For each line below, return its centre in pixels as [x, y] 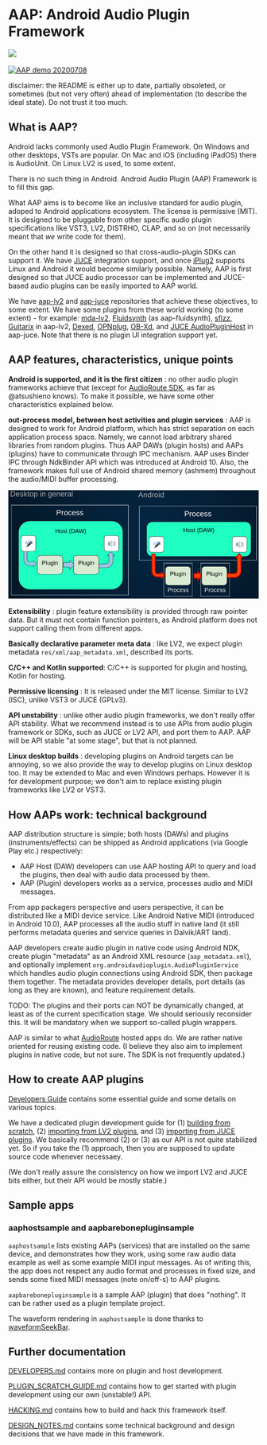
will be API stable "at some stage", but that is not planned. [103, 740]
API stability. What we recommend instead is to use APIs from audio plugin [130, 724]
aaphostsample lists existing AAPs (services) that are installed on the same [129, 1245]
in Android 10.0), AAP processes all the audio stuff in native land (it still [124, 924]
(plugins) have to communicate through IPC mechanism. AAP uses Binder [129, 453]
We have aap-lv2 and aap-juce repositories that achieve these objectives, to [133, 301]
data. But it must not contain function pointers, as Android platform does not [133, 620]
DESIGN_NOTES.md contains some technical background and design [122, 1426]
